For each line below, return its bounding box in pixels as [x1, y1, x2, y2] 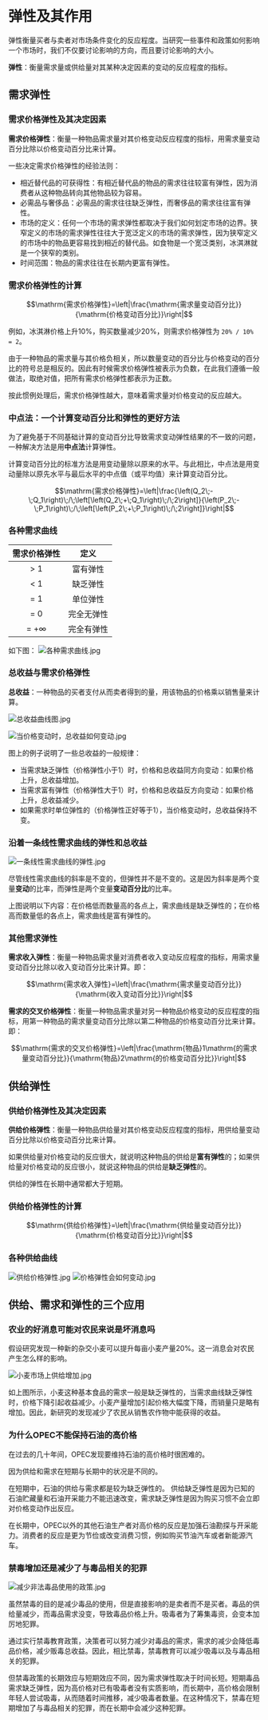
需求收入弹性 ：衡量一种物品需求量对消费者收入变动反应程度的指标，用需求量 [8, 952, 260, 962]
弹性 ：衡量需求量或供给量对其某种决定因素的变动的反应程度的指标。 [8, 62, 232, 72]
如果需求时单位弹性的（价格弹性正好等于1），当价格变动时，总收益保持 [19, 805, 250, 815]
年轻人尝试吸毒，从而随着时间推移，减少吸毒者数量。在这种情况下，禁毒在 [8, 1693, 253, 1702]
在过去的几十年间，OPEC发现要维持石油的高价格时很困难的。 [8, 1449, 210, 1459]
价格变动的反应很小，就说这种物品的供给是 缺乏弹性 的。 [29, 1162, 211, 1172]
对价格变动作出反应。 [8, 1503, 78, 1513]
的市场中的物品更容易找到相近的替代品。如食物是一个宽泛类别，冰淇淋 [19, 238, 251, 247]
